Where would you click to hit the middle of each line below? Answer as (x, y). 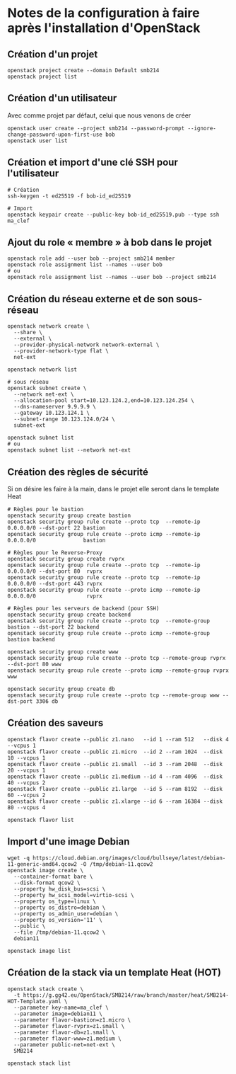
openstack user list (38, 141)
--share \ (28, 333)
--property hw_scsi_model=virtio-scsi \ (74, 895)
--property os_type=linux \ (55, 901)
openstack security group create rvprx (66, 559)
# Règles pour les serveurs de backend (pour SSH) (83, 609)
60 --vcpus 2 (26, 795)
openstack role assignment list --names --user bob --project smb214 (112, 278)
